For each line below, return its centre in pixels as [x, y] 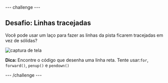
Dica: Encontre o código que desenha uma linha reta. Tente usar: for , [77, 60]
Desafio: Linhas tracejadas [48, 23]
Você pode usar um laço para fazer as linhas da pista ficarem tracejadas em [84, 35]
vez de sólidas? [21, 40]
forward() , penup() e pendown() [37, 65]
